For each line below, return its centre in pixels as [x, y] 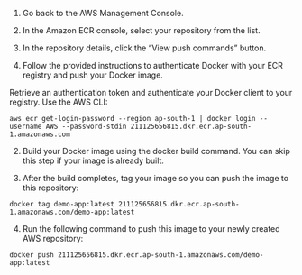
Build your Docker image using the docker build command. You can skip [156, 151]
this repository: [50, 188]
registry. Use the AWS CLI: [59, 102]
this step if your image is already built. [93, 160]
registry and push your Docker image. [93, 75]
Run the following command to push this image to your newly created [151, 229]
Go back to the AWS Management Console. [103, 13]
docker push [32, 255]
